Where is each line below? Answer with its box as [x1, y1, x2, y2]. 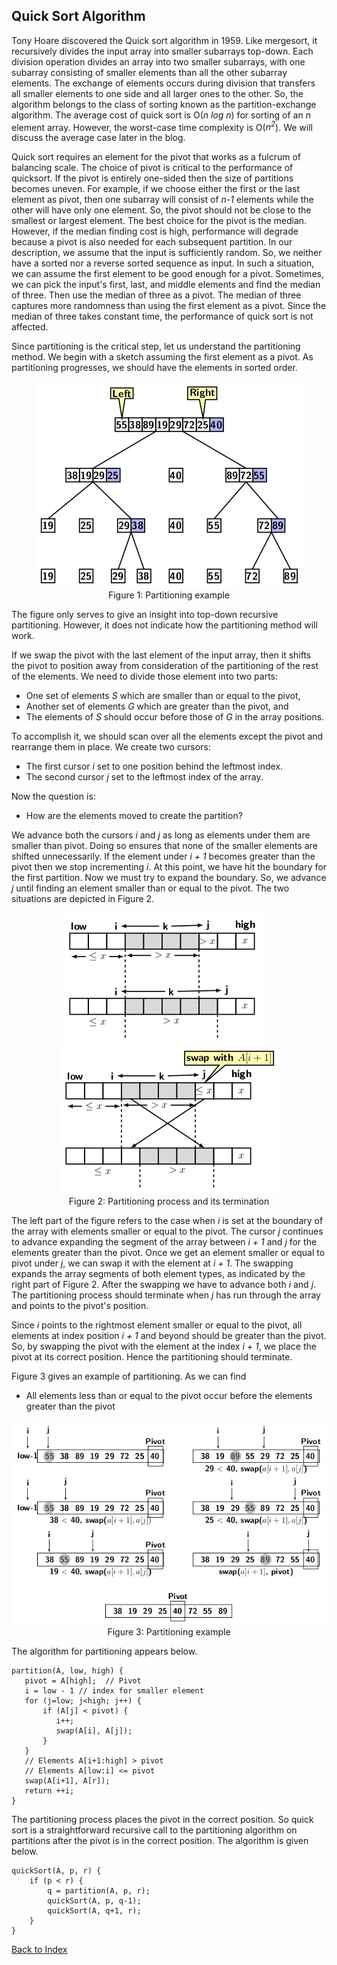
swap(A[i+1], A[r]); [24, 1775, 111, 1786]
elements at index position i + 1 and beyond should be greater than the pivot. [11, 1330, 327, 1342]
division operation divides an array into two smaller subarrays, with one [11, 55, 306, 68]
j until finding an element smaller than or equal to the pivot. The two [11, 882, 290, 894]
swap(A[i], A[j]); [55, 1725, 133, 1736]
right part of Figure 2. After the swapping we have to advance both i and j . [11, 1279, 317, 1291]
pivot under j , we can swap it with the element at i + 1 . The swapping [11, 1257, 294, 1269]
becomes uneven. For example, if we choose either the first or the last [11, 183, 300, 195]
